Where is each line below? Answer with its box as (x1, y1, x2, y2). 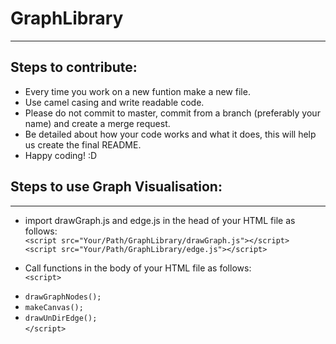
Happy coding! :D (24, 149, 98, 161)
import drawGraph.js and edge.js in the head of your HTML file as (24, 214, 296, 226)
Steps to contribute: (10, 59, 138, 76)
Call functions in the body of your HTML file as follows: (24, 262, 252, 274)
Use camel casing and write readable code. (24, 96, 205, 108)
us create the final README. (24, 138, 142, 151)
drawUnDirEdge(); (24, 313, 98, 323)
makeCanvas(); (24, 302, 84, 312)
